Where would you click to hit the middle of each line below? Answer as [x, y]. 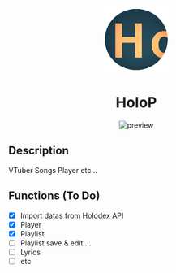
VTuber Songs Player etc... [53, 170]
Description [39, 151]
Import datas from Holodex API [72, 215]
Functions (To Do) [54, 196]
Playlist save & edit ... [56, 243]
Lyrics [30, 252]
